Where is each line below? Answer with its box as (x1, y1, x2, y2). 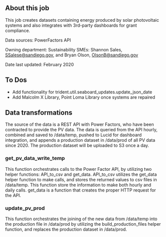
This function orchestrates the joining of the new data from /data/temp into (5, 216, 158, 222)
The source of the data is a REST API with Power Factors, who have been (5, 121, 154, 127)
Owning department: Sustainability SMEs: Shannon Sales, (5, 46, 123, 52)
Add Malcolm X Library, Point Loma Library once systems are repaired (12, 94, 156, 100)
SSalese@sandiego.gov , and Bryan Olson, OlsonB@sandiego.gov (5, 52, 138, 58)
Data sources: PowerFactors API (5, 37, 71, 43)
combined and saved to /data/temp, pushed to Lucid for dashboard (5, 132, 142, 138)
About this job (5, 4, 49, 12)
